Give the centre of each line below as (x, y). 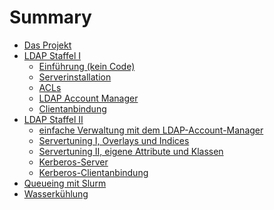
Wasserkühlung (56, 193)
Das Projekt (47, 45)
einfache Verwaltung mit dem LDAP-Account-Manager (151, 130)
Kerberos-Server (73, 162)
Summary (50, 17)
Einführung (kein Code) (87, 66)
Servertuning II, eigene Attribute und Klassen (131, 151)
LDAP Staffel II (53, 119)
